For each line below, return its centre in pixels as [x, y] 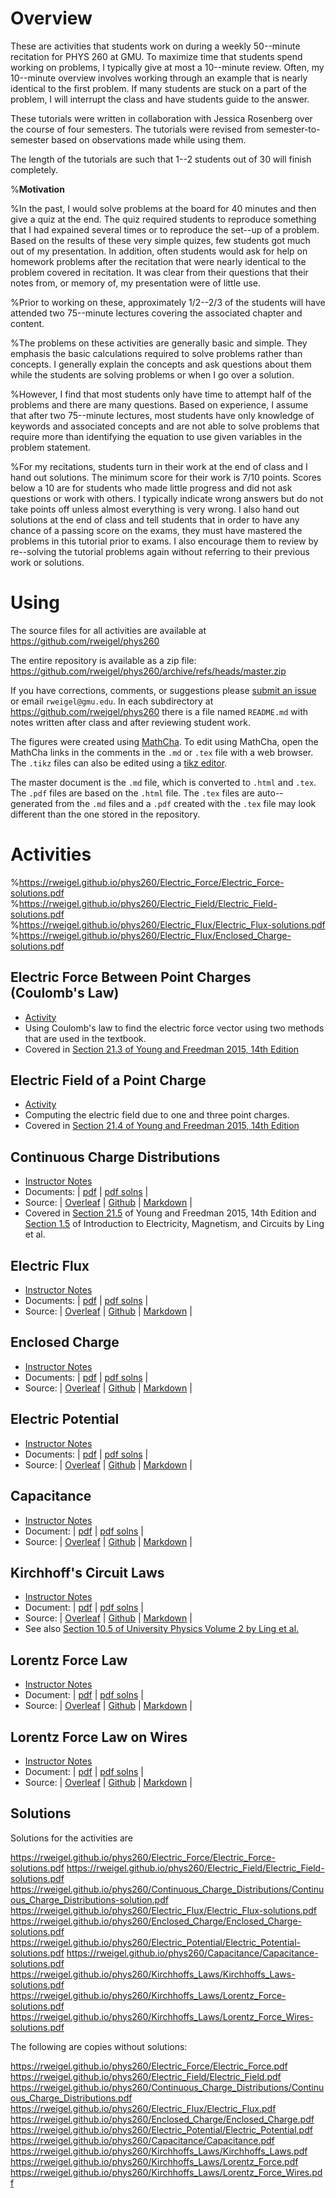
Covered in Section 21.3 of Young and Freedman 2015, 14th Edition [162, 1049]
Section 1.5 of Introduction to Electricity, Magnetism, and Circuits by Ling [174, 1224]
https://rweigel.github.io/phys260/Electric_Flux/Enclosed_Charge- [155, 935]
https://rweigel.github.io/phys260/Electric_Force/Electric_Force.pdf [149, 2066]
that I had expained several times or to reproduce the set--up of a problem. [165, 229]
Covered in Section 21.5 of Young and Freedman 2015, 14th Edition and [170, 1213]
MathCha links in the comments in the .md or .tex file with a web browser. [162, 752]
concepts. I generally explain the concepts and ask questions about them [161, 364]
